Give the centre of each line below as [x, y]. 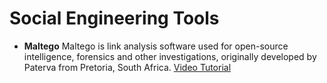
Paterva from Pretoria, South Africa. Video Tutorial [127, 67]
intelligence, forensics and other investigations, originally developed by [170, 56]
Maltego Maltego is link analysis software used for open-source [156, 46]
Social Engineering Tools [114, 18]
